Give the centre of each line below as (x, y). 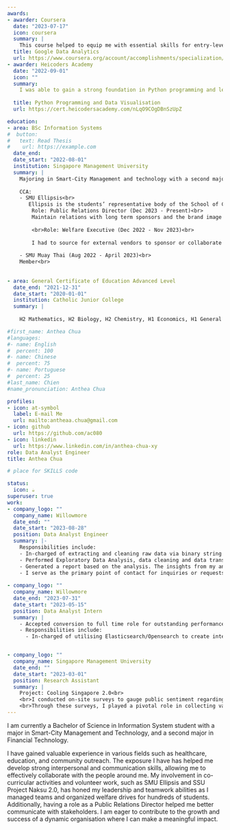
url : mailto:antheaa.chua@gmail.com (65, 420)
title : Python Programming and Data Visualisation (87, 103)
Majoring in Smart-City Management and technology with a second (115, 179)
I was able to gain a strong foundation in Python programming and (117, 90)
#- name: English (32, 344)
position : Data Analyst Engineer (61, 535)
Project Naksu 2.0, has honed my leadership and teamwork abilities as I (108, 790)
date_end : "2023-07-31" (47, 598)
